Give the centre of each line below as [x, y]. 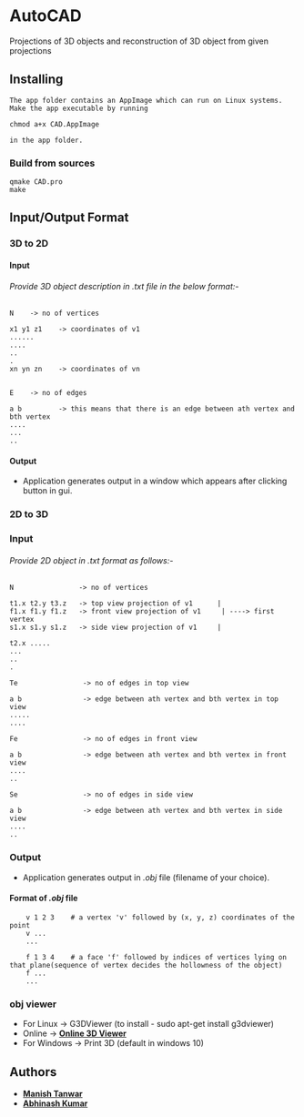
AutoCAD [46, 16]
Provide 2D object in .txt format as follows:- [91, 560]
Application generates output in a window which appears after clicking [155, 481]
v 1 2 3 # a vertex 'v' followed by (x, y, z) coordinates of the [161, 917]
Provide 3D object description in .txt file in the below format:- [124, 286]
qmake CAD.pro [36, 182]
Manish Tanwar [53, 1094]
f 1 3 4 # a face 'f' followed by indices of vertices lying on [156, 957]
